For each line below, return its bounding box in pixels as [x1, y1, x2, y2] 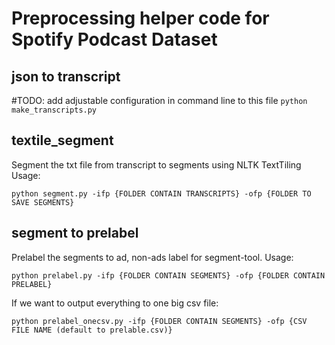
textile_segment [11, 132, 114, 149]
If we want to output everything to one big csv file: [11, 297, 219, 309]
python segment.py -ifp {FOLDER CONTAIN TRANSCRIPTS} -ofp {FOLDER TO [11, 188, 312, 199]
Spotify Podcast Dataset [11, 28, 218, 51]
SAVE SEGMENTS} [11, 197, 75, 207]
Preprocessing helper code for [11, 7, 270, 30]
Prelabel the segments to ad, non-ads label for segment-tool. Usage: [11, 251, 294, 263]
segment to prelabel [11, 225, 139, 242]
